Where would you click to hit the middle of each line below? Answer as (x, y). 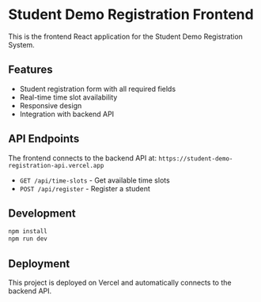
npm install (28, 232)
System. (22, 44)
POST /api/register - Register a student (85, 188)
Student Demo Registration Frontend (131, 15)
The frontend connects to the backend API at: (82, 158)
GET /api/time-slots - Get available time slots (95, 180)
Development (42, 213)
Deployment (39, 264)
